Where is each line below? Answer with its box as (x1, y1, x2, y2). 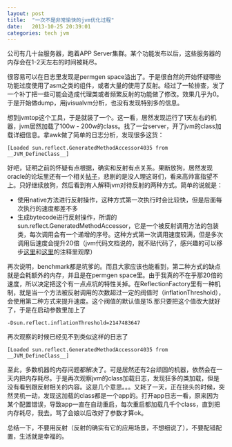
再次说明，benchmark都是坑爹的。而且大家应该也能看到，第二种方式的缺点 (7, 263, 221, 271)
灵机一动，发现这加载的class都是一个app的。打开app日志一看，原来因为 (12, 392, 220, 400)
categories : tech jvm (7, 29, 70, 37)
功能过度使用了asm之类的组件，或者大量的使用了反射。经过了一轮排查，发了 (7, 81, 225, 90)
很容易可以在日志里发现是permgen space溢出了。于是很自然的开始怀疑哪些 (7, 73, 222, 81)
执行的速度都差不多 (23, 204, 78, 213)
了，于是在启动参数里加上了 (7, 306, 86, 314)
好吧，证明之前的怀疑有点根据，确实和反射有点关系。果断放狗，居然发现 (7, 164, 213, 172)
